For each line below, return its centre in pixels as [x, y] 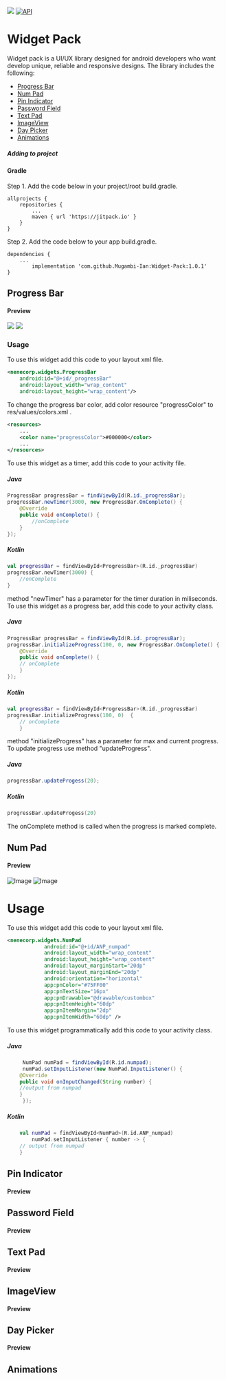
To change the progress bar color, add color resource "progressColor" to [110, 404]
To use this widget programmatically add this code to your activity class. [110, 1030]
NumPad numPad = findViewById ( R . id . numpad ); [87, 1062]
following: [21, 73]
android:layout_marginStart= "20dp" [95, 966]
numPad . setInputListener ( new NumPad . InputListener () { [103, 1069]
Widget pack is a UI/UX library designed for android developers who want [112, 58]
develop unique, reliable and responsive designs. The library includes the [111, 65]
